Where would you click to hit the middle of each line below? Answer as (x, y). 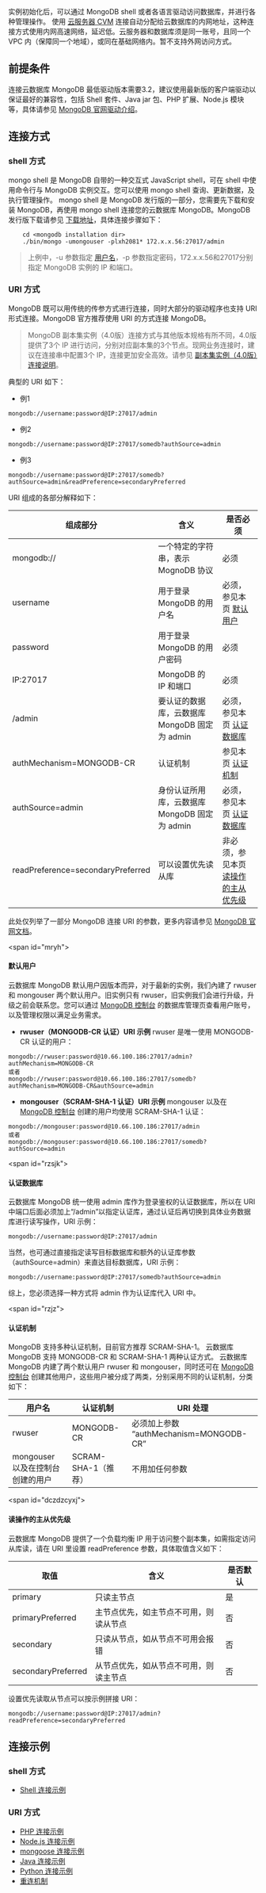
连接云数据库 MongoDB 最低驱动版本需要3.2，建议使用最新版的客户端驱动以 (132, 89)
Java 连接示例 (42, 1860)
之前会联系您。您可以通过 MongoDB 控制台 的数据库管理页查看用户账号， (135, 1005)
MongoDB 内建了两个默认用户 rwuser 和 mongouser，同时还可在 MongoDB (131, 1367)
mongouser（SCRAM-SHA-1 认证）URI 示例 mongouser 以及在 (123, 1101)
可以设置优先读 (186, 864)
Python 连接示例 (46, 1871)
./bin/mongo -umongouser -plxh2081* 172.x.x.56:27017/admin (123, 241)
